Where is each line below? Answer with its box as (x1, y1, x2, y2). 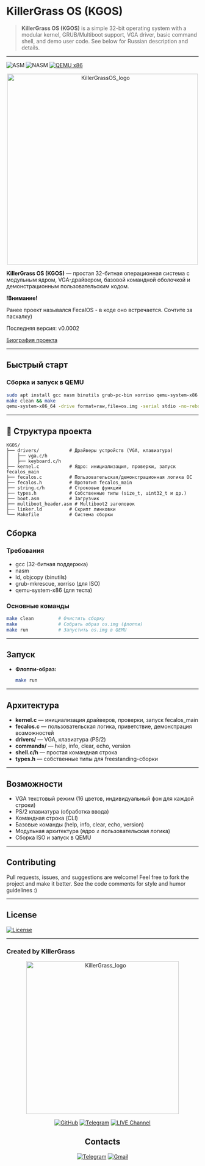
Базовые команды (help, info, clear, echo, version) (15, 820, 145, 828)
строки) (15, 801, 36, 809)
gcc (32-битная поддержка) (15, 560, 88, 567)
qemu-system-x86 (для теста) (15, 586, 93, 594)
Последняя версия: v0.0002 (6, 324, 79, 332)
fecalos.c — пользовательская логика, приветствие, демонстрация (15, 723, 192, 731)
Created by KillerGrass (6, 947, 75, 955)
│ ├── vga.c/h (6, 453, 48, 459)
